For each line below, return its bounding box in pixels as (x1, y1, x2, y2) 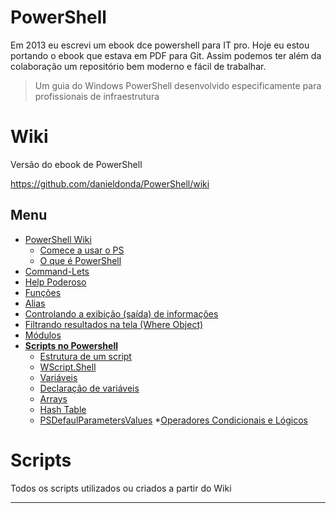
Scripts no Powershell (24, 339, 118, 351)
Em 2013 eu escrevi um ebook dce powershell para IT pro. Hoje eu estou (10, 39, 310, 51)
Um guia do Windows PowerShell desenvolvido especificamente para (34, 79, 322, 91)
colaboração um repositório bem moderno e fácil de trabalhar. (10, 60, 267, 72)
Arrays (39, 392, 68, 405)
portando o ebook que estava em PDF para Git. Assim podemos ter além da (10, 49, 322, 61)
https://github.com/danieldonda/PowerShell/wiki (10, 177, 210, 190)
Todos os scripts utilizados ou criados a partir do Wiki (10, 482, 232, 494)
